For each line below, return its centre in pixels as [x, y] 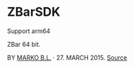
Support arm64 [29, 31]
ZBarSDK [34, 12]
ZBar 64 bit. [24, 44]
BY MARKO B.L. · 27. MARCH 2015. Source [67, 57]
